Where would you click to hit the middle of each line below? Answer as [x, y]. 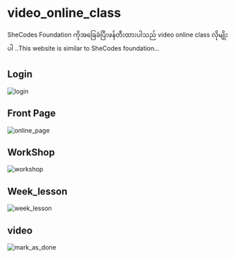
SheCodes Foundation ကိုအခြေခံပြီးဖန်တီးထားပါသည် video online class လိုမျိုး [118, 34]
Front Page [32, 114]
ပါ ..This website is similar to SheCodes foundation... [83, 48]
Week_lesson [38, 191]
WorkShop [31, 152]
